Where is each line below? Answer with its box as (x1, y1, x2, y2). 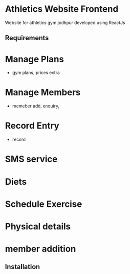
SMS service (5, 153, 58, 165)
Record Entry (5, 120, 60, 131)
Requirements (5, 34, 49, 42)
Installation (5, 263, 40, 271)
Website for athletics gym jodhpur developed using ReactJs (5, 20, 126, 25)
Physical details (5, 221, 71, 232)
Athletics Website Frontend (5, 3, 119, 15)
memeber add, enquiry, (12, 103, 60, 109)
